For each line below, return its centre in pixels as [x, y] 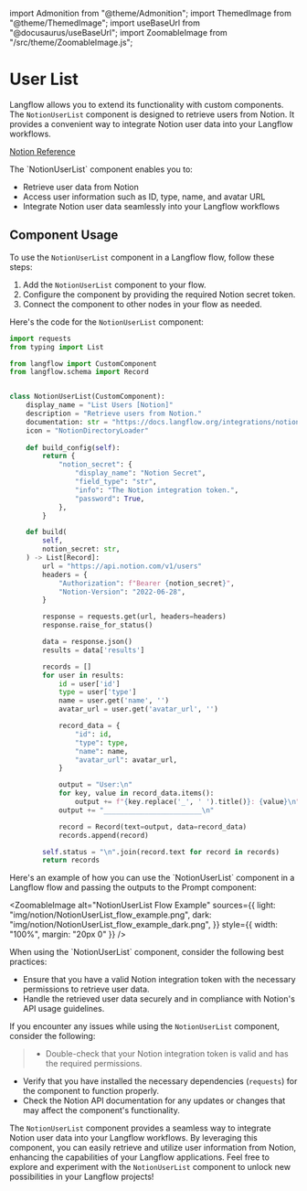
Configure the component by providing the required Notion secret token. [159, 294]
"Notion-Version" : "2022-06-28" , [122, 592]
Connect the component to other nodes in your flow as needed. [142, 304]
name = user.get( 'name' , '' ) [114, 701]
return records [71, 860]
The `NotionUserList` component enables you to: [101, 169]
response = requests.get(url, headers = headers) [134, 617]
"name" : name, [101, 751]
